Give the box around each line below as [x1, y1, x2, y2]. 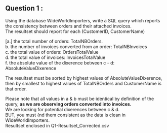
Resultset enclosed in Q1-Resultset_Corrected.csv [5, 122, 109, 128]
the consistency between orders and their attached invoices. [5, 23, 132, 29]
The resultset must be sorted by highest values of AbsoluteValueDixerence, [5, 75, 162, 81]
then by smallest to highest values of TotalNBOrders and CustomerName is [5, 80, 162, 86]
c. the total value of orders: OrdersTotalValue [5, 49, 99, 55]
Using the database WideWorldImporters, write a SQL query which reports [5, 17, 160, 23]
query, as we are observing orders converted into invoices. [5, 101, 132, 107]
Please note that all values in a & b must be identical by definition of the [5, 95, 154, 102]
